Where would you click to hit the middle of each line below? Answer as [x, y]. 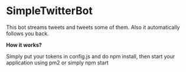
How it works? [24, 45]
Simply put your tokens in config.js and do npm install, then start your [91, 56]
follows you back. [27, 33]
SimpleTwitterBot [49, 11]
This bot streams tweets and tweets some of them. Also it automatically [93, 27]
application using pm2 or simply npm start [58, 63]
